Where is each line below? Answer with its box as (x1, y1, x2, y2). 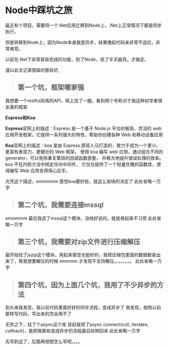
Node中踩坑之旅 (5, 5, 73, 16)
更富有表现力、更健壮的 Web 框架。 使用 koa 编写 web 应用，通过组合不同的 (5, 148, 164, 154)
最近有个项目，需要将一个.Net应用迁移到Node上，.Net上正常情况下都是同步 (5, 22, 162, 28)
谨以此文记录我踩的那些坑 (5, 67, 59, 73)
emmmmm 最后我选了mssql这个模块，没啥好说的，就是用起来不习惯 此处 (5, 215, 157, 221)
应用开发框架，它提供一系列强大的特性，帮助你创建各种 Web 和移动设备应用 (5, 132, 163, 138)
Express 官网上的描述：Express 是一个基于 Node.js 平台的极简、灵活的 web (5, 125, 162, 131)
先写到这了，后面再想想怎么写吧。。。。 (5, 338, 83, 344)
